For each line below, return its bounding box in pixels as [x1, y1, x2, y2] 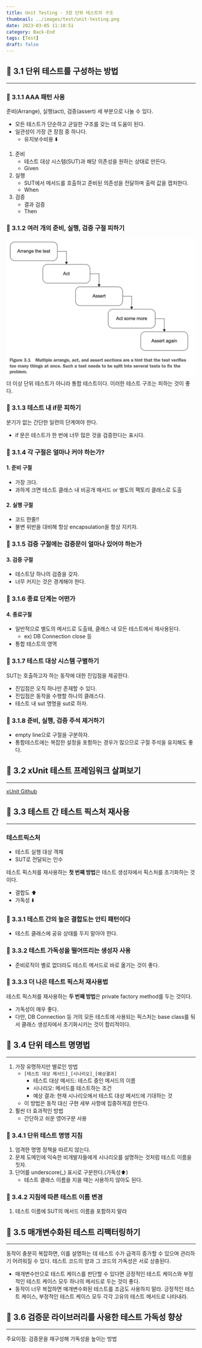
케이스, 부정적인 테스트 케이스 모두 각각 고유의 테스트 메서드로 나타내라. [21, 1293, 188, 1300]
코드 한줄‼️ [14, 516, 40, 523]
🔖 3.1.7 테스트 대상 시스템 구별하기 [6, 657, 99, 666]
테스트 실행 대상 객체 [14, 848, 64, 855]
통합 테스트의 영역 [14, 640, 57, 647]
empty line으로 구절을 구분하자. [14, 731, 90, 738]
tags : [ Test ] [6, 35, 39, 42]
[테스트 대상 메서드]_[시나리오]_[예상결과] [23, 1071, 117, 1077]
